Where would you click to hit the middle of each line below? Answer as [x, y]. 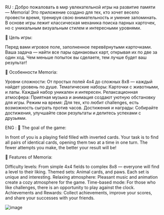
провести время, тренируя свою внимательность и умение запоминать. [81, 17]
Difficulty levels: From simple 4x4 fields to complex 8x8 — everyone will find [82, 167]
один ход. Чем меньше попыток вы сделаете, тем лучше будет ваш [76, 57]
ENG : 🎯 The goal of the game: [36, 128]
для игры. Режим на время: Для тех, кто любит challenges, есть [72, 102]
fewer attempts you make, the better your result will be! [61, 148]
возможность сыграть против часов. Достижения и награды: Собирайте [82, 108]
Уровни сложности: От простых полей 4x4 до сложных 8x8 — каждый [79, 81]
